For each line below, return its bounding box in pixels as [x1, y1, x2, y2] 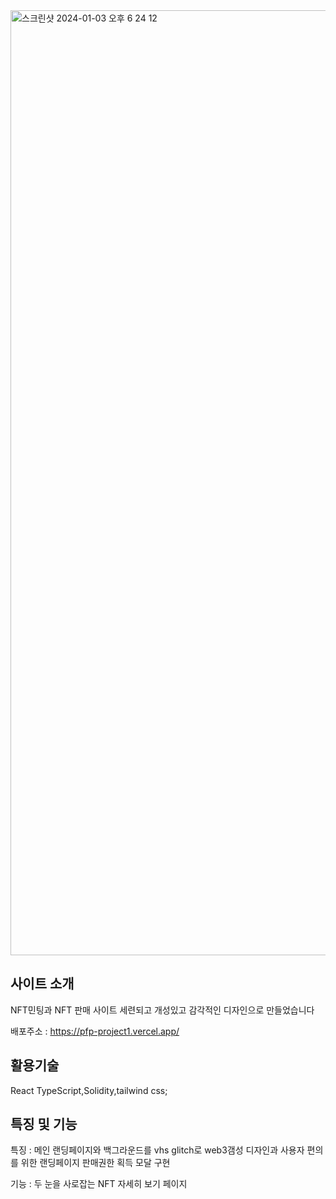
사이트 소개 [10, 975, 75, 993]
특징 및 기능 [10, 1116, 78, 1133]
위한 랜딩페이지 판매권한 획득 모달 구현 [20, 1157, 171, 1169]
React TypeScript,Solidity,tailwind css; [10, 1084, 168, 1096]
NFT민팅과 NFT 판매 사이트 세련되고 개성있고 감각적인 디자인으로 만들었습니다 [10, 1004, 315, 1016]
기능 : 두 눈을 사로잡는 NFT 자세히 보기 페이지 [10, 1178, 188, 1190]
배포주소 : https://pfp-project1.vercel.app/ [10, 1025, 180, 1037]
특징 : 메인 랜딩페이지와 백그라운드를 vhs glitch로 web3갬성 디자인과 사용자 [10, 1144, 305, 1156]
